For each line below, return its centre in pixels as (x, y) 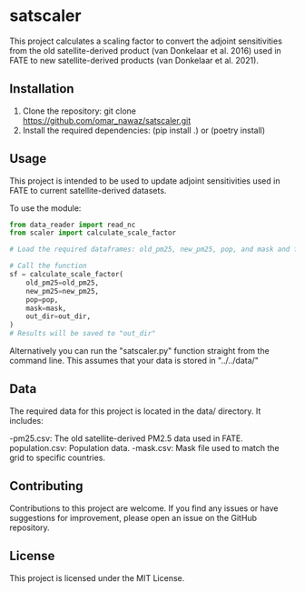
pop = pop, (42, 300)
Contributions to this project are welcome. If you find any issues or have (144, 508)
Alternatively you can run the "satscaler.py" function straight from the (139, 351)
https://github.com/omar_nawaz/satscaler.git (107, 120)
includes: (26, 420)
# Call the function (49, 266)
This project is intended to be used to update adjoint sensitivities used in (145, 181)
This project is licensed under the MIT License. (97, 577)
